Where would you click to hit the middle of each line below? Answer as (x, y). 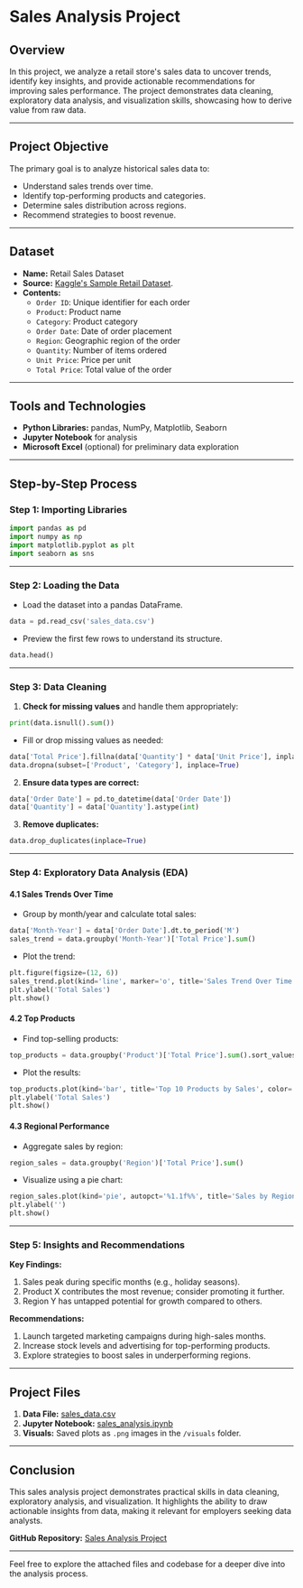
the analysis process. (49, 1574)
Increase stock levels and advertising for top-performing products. (146, 1346)
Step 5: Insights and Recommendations (97, 1245)
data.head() (32, 655)
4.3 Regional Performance (60, 1126)
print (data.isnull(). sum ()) (62, 723)
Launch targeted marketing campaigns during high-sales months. (144, 1336)
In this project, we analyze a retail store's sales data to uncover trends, (141, 71)
